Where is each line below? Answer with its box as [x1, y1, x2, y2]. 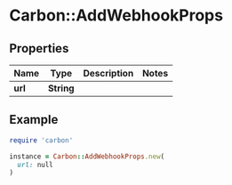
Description [83, 68, 134, 79]
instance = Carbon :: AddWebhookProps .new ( [9, 152, 165, 161]
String [47, 82, 75, 94]
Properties [9, 41, 69, 56]
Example [9, 112, 59, 127]
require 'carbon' [9, 135, 74, 145]
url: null [17, 160, 53, 169]
